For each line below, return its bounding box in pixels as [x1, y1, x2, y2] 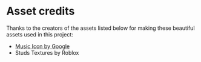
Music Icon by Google [15, 43, 70, 50]
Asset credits [6, 4, 75, 18]
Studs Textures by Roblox [15, 49, 79, 56]
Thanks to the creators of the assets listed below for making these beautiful [6, 24, 195, 32]
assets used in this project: [6, 30, 74, 38]
